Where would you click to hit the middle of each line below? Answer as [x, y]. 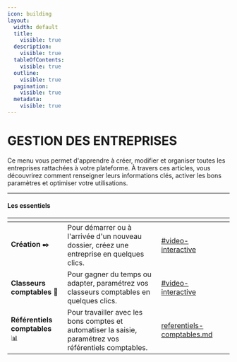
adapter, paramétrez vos [108, 284]
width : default [36, 27]
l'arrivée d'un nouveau [105, 236]
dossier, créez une [98, 245]
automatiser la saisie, [102, 330]
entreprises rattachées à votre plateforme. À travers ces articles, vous [109, 168]
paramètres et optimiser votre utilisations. [68, 183]
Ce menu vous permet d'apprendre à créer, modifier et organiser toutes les [116, 160]
